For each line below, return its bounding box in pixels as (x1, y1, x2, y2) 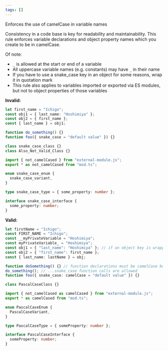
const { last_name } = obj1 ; (5, 121, 66, 126)
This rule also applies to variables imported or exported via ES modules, (12, 82, 161, 88)
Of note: (5, 51, 22, 57)
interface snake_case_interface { (5, 199, 77, 204)
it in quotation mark (12, 77, 52, 83)
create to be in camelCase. (5, 41, 61, 48)
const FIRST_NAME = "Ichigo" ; (5, 231, 68, 236)
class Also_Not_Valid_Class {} (5, 148, 70, 153)
